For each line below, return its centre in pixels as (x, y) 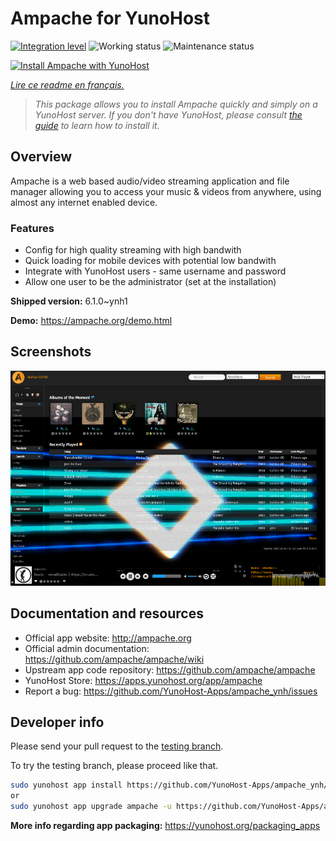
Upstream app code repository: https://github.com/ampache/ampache (170, 669)
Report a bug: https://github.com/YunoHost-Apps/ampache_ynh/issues (171, 691)
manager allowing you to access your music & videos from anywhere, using (166, 191)
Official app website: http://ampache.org (108, 638)
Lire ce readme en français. (67, 84)
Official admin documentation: (87, 648)
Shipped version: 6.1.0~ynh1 (69, 301)
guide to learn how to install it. (97, 125)
